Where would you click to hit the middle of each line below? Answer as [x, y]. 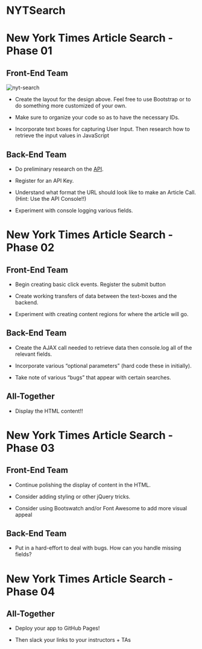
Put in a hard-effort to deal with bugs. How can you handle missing [98, 548]
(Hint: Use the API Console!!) [51, 199]
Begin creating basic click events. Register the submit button [90, 284]
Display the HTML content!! [49, 411]
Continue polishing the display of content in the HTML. [83, 485]
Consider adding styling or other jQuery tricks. [73, 496]
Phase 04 [31, 591]
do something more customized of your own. [71, 106]
